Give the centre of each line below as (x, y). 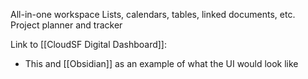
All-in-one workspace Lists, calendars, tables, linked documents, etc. (153, 14)
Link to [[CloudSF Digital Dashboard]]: (88, 44)
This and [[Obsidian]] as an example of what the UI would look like (161, 63)
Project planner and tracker (66, 25)
